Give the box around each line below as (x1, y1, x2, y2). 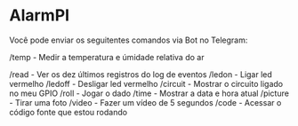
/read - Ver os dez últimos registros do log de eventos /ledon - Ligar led (9, 68, 273, 80)
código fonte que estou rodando (9, 106, 127, 117)
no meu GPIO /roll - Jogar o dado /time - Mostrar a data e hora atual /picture (9, 88, 289, 98)
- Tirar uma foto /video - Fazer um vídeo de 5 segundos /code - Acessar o (9, 97, 282, 107)
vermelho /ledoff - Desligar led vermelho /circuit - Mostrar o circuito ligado (9, 78, 283, 89)
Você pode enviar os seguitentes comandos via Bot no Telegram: (9, 35, 248, 45)
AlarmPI (9, 5, 69, 26)
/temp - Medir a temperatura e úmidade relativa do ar (9, 51, 205, 62)
